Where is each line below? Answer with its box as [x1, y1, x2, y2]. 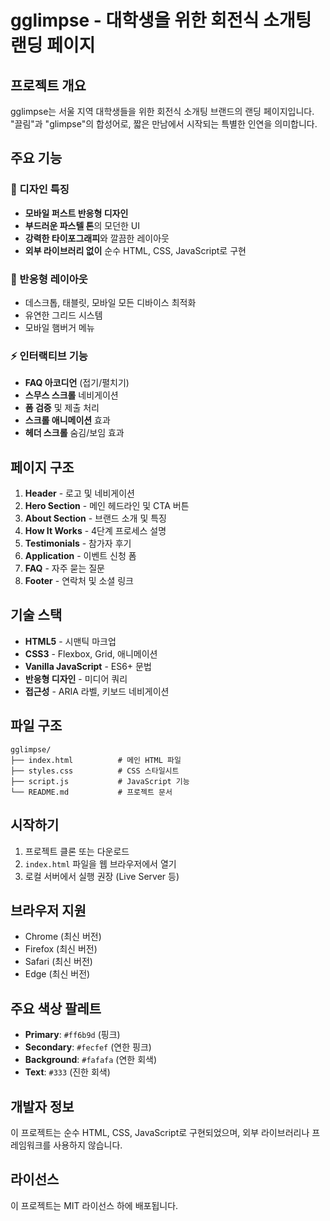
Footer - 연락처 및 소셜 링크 [24, 575, 134, 587]
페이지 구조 [10, 459, 75, 476]
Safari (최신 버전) [24, 956, 93, 968]
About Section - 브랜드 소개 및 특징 [24, 512, 167, 525]
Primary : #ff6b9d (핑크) [24, 1029, 121, 1041]
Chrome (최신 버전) [24, 931, 102, 943]
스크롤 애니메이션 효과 [24, 414, 111, 426]
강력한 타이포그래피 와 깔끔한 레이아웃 [24, 232, 170, 244]
